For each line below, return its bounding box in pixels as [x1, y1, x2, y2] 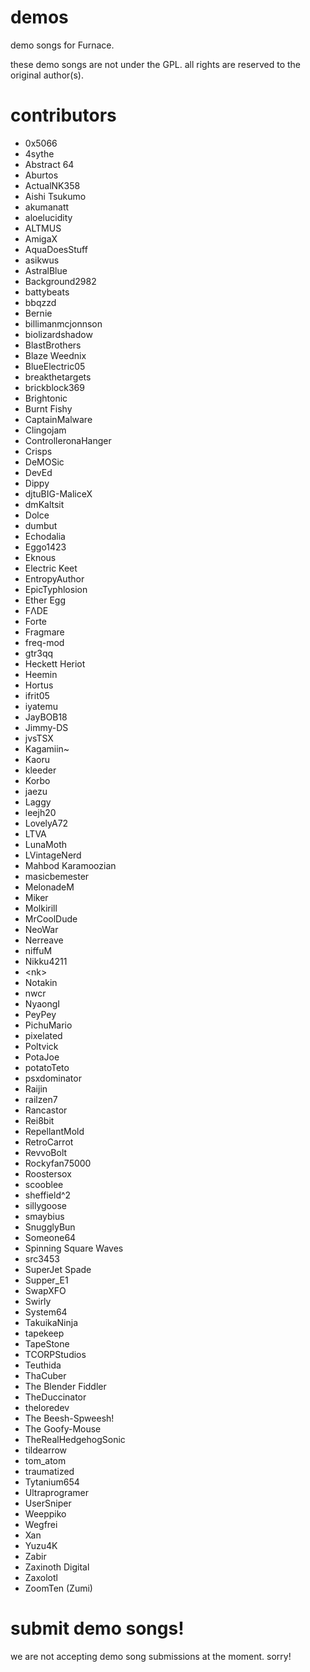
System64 [24, 1306, 68, 1318]
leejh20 [24, 806, 57, 818]
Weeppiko [24, 1507, 67, 1520]
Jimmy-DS [24, 721, 69, 733]
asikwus [24, 254, 60, 266]
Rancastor [24, 1104, 68, 1116]
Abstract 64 [24, 158, 75, 170]
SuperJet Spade [24, 1263, 92, 1275]
